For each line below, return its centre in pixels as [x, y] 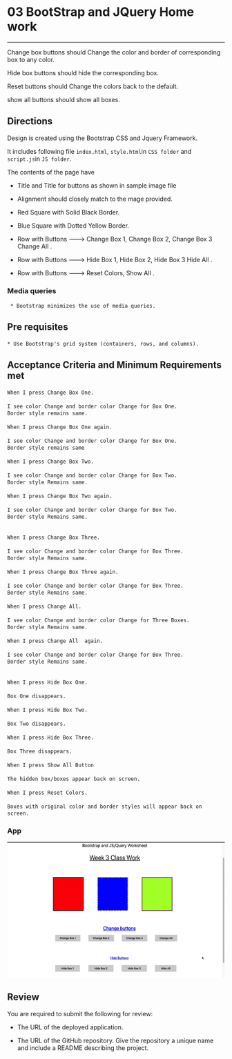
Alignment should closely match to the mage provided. [95, 199]
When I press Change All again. [55, 641]
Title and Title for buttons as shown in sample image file [97, 185]
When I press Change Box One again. [60, 427]
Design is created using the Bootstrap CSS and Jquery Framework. [103, 138]
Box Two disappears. [37, 724]
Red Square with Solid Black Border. [68, 212]
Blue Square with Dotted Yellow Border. [73, 226]
